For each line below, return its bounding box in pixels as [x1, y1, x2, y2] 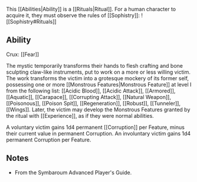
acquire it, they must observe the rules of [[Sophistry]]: [6, 12, 140, 19]
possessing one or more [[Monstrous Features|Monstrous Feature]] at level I [6, 81, 192, 88]
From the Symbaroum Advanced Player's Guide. [14, 168, 132, 176]
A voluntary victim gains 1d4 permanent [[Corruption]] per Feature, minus [6, 124, 185, 131]
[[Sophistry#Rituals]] [6, 18, 57, 25]
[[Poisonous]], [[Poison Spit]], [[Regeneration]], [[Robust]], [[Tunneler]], [6, 100, 181, 107]
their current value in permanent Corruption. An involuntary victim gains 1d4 [6, 130, 191, 137]
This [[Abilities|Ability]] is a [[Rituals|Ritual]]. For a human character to [6, 6, 176, 12]
